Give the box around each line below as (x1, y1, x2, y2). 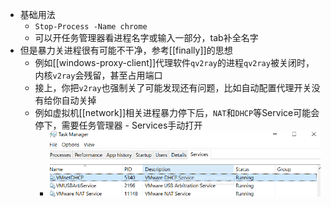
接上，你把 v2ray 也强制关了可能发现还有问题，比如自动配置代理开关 (34, 82, 312, 93)
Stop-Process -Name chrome (34, 22, 148, 32)
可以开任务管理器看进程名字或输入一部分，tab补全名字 (34, 32, 259, 43)
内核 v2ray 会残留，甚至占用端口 (34, 69, 163, 81)
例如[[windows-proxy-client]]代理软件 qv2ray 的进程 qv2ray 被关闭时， (34, 57, 315, 68)
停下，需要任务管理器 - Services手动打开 (34, 119, 203, 131)
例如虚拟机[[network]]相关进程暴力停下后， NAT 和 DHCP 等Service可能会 (34, 107, 320, 118)
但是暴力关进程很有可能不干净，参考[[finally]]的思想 (19, 44, 233, 56)
